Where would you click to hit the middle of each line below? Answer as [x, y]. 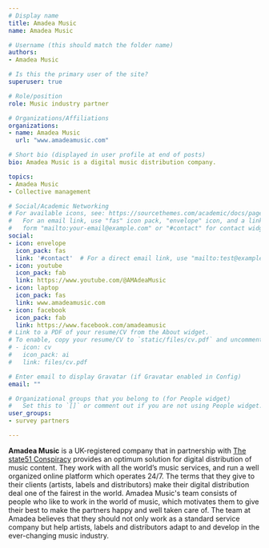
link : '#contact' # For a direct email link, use [102, 258]
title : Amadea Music [43, 23]
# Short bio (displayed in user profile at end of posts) [107, 155]
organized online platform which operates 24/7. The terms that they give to [131, 476]
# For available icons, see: [57, 214]
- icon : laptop [34, 288]
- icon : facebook [37, 310]
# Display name [34, 16]
